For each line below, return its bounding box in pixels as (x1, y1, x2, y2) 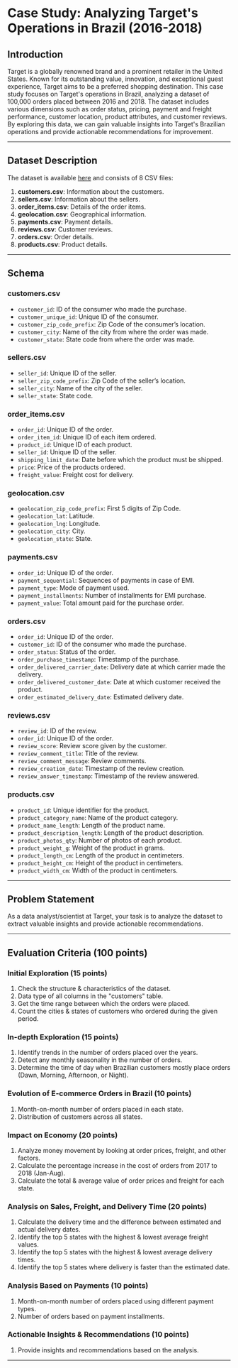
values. (17, 1240, 39, 1249)
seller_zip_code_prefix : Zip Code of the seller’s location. (17, 376, 186, 385)
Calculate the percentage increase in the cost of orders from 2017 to (17, 1161, 217, 1169)
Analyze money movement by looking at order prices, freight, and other (17, 1146, 227, 1154)
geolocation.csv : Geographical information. (17, 209, 147, 218)
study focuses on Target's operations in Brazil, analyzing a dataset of (7, 90, 210, 98)
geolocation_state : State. (17, 535, 93, 543)
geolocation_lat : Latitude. (17, 512, 95, 520)
